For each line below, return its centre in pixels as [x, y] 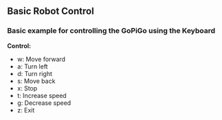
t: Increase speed [42, 95]
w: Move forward [41, 59]
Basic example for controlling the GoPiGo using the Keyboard [111, 31]
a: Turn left [32, 66]
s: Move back [36, 81]
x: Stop [27, 88]
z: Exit [26, 110]
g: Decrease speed [44, 103]
